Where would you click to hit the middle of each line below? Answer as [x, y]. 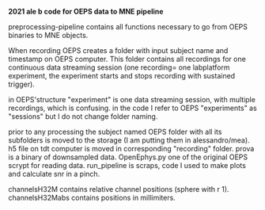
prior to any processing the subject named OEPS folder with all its [115, 132]
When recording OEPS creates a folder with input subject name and [118, 50]
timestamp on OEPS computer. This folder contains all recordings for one [127, 59]
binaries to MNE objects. [48, 35]
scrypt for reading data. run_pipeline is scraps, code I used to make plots [127, 165]
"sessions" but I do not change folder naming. [83, 116]
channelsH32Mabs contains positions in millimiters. [92, 198]
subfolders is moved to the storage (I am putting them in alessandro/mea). [129, 140]
